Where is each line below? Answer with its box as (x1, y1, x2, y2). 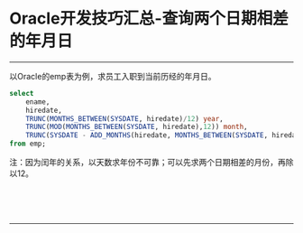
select (9, 89, 34, 98)
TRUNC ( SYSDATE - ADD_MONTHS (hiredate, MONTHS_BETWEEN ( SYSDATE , (25, 131, 269, 140)
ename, (25, 97, 50, 107)
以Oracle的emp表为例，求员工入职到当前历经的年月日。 (9, 70, 216, 81)
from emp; (9, 139, 47, 149)
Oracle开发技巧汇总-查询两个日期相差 (9, 8, 289, 29)
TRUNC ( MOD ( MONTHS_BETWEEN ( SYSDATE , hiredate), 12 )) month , (25, 123, 248, 132)
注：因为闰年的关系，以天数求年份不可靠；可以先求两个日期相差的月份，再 (9, 157, 286, 168)
